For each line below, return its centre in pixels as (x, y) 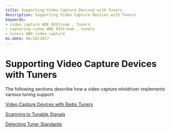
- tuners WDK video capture (35, 34)
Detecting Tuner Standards (34, 124)
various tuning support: (30, 94)
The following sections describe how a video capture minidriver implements (85, 89)
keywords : (16, 19)
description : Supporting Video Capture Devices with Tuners (71, 15)
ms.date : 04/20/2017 (27, 39)
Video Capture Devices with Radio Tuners (49, 104)
